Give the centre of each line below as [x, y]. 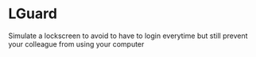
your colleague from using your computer [76, 44]
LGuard [33, 14]
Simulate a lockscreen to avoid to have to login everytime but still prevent [128, 36]
